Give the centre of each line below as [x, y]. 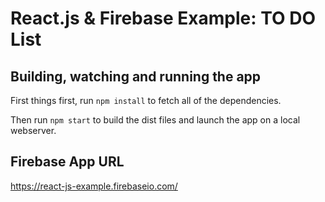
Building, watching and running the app [136, 76]
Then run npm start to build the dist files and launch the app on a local [155, 120]
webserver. [33, 130]
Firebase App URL [67, 162]
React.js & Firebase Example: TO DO [163, 18]
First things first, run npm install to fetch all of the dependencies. [146, 100]
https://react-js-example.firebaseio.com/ [94, 186]
